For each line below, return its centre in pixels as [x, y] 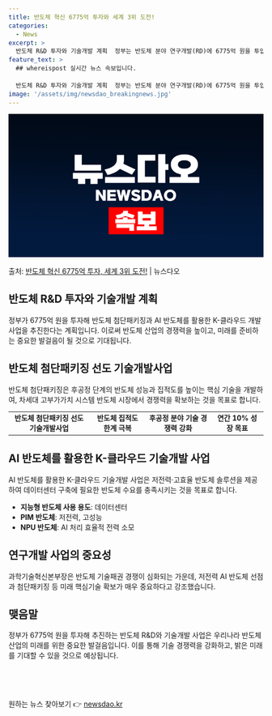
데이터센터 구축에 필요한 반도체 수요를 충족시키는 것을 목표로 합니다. [130, 489]
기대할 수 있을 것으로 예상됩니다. [68, 655]
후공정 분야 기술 [174, 418]
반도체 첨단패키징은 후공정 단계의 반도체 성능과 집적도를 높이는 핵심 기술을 [125, 390]
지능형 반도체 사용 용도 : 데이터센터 [74, 507]
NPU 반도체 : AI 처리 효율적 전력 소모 [77, 527]
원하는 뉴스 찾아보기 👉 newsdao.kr [66, 704]
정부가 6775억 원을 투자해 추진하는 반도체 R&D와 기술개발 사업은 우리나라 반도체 [135, 635]
